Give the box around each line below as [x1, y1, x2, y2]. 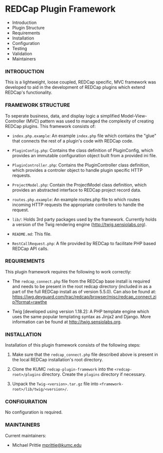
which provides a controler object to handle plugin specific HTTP [12, 167, 143, 173]
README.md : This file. [12, 231, 52, 237]
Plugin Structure [12, 24, 45, 30]
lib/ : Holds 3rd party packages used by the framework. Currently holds [12, 216, 157, 222]
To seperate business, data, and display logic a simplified [5, 113, 120, 119]
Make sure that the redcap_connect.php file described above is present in [12, 351, 158, 357]
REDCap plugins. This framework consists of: [5, 123, 96, 129]
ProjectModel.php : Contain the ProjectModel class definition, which [12, 182, 147, 187]
